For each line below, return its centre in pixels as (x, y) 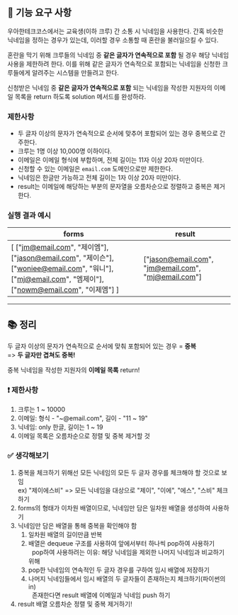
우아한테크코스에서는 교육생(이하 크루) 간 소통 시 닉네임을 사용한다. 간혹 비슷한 (115, 31)
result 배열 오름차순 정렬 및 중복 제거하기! (75, 604)
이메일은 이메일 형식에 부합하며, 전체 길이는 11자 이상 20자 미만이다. (110, 160)
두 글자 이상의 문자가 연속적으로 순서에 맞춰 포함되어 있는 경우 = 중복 (102, 346)
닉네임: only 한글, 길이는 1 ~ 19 (60, 427)
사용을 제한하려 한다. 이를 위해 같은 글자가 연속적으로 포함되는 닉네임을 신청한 (114, 64)
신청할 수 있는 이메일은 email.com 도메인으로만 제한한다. (95, 169)
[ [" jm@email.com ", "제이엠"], (60, 248)
